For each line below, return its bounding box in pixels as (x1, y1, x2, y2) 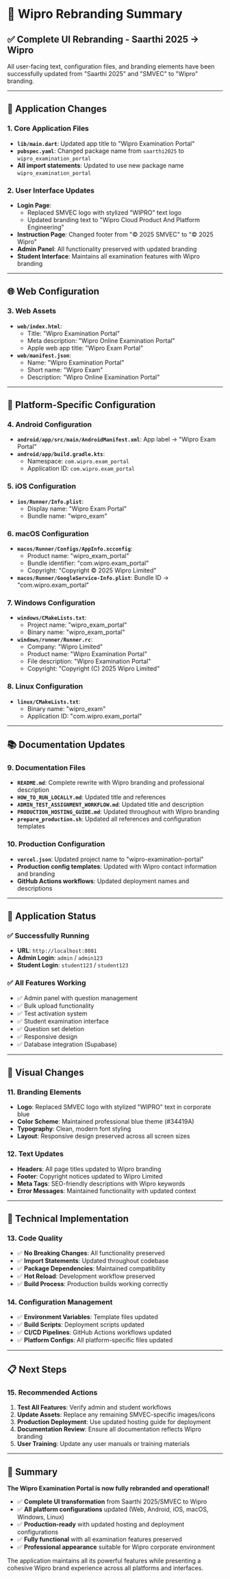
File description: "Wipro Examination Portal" (27, 658, 151, 666)
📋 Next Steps (7, 1364, 67, 1375)
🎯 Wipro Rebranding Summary (7, 6, 183, 22)
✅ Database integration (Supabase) (16, 1040, 118, 1048)
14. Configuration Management (7, 1297, 113, 1307)
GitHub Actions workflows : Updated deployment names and (16, 877, 190, 885)
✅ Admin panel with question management (16, 993, 138, 1002)
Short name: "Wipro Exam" (27, 365, 104, 374)
